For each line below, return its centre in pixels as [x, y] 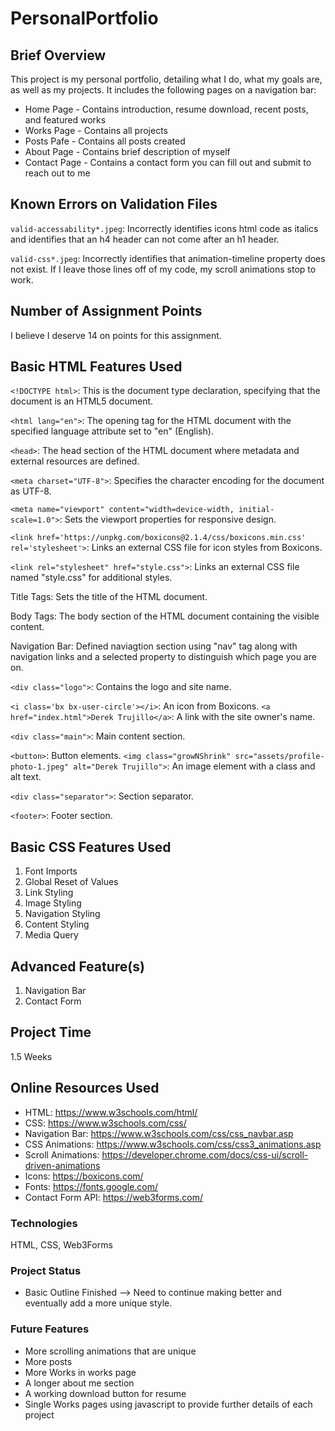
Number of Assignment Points [106, 311]
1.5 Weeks [31, 1056]
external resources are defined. [75, 461]
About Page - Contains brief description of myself [127, 151]
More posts [48, 1361]
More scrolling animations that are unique [110, 1351]
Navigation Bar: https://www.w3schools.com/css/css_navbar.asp [159, 1133]
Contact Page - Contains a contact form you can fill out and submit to [168, 162]
